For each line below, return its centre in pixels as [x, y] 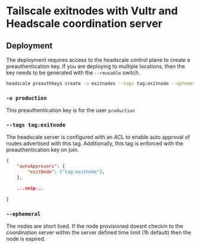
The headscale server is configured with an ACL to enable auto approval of [98, 137]
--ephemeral [24, 214]
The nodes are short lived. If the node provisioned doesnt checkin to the [95, 226]
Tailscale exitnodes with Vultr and [92, 11]
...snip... [30, 188]
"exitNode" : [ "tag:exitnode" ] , [66, 172]
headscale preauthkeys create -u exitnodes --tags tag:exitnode [87, 83]
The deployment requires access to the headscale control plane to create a [98, 60]
